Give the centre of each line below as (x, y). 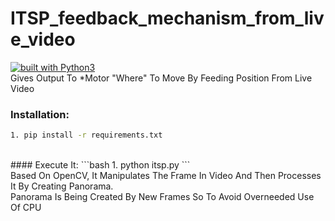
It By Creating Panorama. (62, 186)
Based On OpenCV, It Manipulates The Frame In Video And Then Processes (166, 176)
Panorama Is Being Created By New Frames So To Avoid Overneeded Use (162, 197)
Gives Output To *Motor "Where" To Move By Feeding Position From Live (161, 78)
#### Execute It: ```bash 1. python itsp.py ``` (100, 165)
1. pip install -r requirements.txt (86, 135)
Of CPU (26, 208)
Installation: (40, 114)
